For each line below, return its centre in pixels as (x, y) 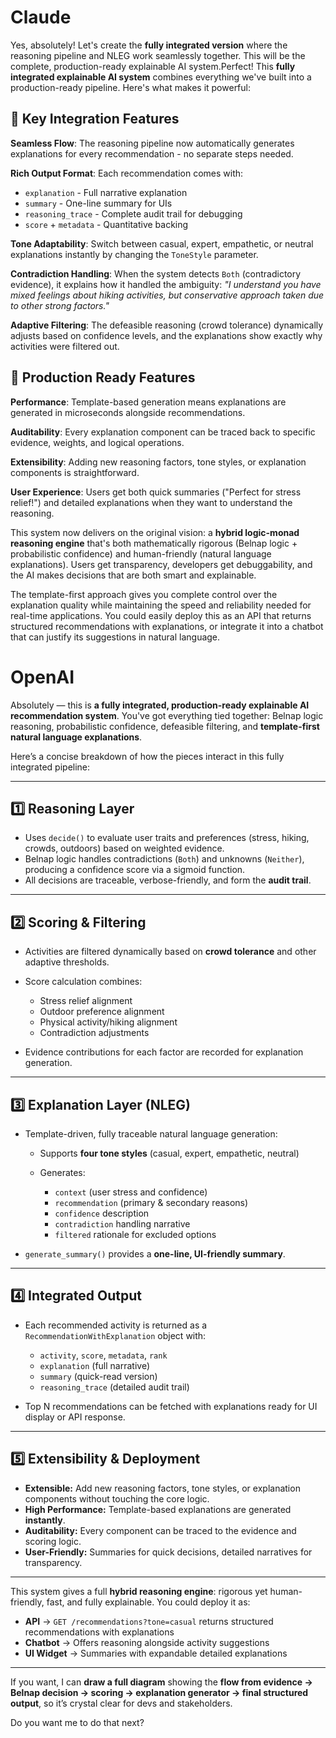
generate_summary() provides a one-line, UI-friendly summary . (155, 1253)
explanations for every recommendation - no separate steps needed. (152, 153)
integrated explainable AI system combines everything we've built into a (161, 77)
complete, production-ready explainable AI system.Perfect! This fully (153, 66)
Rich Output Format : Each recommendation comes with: (127, 173)
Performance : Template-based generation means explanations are (148, 402)
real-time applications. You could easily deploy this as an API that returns (161, 615)
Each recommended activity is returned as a (116, 1325)
